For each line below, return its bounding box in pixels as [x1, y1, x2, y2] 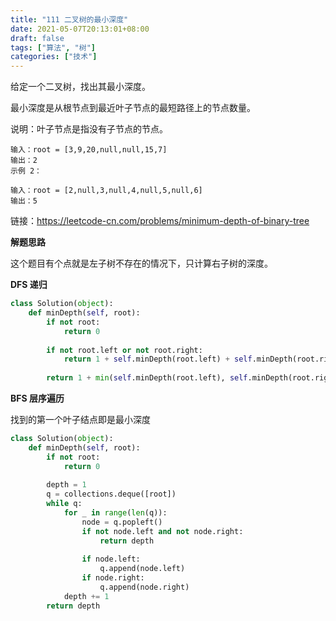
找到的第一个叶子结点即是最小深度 [10, 414, 151, 425]
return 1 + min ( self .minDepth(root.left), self [46, 373, 248, 383]
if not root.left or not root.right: [46, 345, 203, 355]
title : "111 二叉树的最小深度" [10, 14, 129, 25]
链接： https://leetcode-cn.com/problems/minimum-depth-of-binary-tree [10, 215, 310, 227]
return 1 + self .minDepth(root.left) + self [63, 354, 253, 365]
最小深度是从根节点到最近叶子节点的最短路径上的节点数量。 [10, 102, 256, 114]
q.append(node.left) [99, 564, 186, 574]
